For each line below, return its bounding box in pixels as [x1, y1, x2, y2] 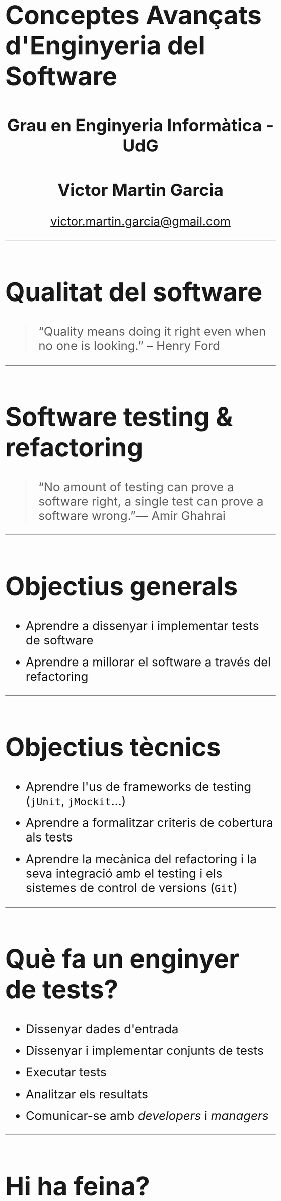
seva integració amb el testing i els [25, 866, 223, 881]
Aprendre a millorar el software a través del [25, 654, 271, 669]
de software [25, 632, 94, 647]
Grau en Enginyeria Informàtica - [7, 114, 274, 136]
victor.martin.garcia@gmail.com [50, 214, 231, 229]
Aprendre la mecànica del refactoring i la [25, 851, 257, 867]
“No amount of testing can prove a [38, 479, 234, 494]
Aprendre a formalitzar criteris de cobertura [25, 815, 274, 830]
